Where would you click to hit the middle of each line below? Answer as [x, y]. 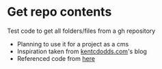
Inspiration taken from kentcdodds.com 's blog [82, 51]
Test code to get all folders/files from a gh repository [81, 31]
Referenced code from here [56, 58]
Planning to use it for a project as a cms [73, 44]
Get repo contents [59, 12]
